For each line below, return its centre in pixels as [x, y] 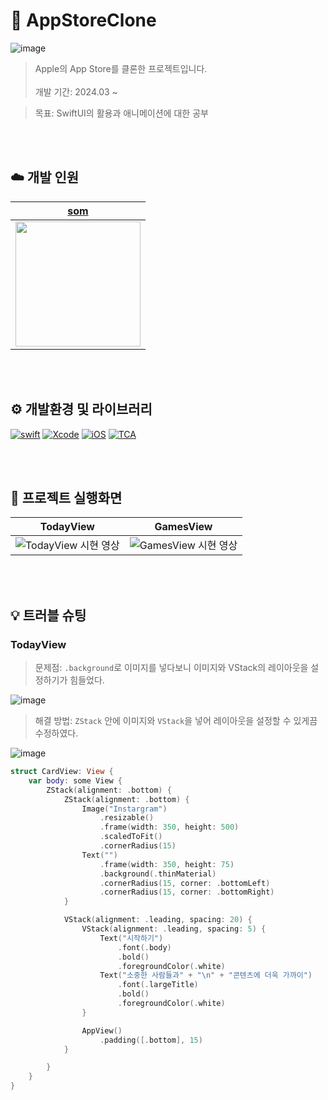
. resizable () [127, 818]
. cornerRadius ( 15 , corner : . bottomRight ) [187, 892]
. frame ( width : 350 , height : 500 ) [169, 827]
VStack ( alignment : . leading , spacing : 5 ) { [174, 929]
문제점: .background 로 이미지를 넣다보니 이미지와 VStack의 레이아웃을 [171, 668]
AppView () [102, 1030]
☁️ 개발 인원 [45, 177]
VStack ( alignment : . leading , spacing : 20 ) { [158, 920]
